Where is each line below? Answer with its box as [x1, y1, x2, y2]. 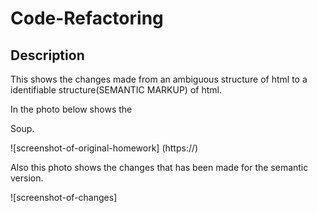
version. [10, 172, 44, 184]
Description [10, 47, 85, 64]
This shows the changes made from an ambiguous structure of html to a [10, 73, 308, 85]
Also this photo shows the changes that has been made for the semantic [10, 162, 309, 173]
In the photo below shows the [10, 103, 133, 115]
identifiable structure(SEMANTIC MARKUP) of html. [10, 84, 222, 96]
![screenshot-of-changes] [10, 192, 118, 203]
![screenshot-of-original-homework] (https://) [10, 142, 199, 154]
